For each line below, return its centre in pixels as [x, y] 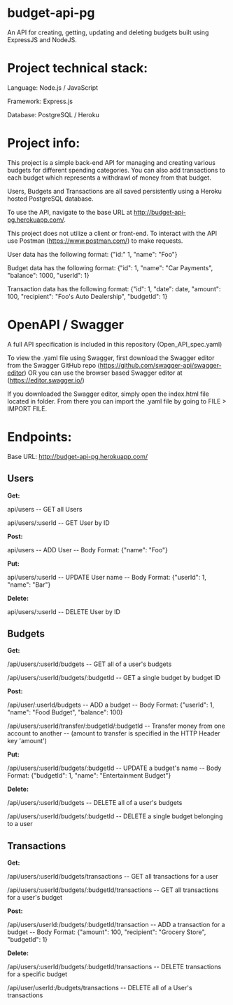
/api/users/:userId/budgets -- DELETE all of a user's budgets [95, 803]
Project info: [44, 144]
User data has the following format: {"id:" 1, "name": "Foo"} [92, 254]
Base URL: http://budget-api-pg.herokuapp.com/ [78, 456]
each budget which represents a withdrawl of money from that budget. [109, 178]
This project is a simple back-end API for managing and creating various [111, 162]
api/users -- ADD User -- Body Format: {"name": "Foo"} [87, 550]
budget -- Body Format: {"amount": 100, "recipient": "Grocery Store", [107, 932]
